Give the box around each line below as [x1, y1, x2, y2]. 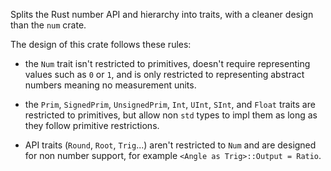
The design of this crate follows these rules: [10, 39, 192, 50]
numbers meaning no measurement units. [24, 79, 197, 91]
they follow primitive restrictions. [24, 120, 160, 131]
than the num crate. [10, 19, 87, 31]
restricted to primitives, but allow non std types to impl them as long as [24, 109, 318, 121]
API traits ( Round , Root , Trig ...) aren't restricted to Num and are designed [24, 139, 317, 151]
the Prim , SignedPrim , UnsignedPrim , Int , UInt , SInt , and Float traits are [24, 99, 316, 110]
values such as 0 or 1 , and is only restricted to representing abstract [24, 69, 305, 80]
